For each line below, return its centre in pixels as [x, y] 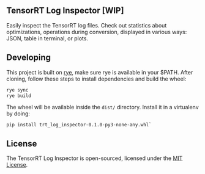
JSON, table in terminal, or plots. [47, 38]
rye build [19, 96]
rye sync [17, 90]
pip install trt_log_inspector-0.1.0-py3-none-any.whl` [79, 125]
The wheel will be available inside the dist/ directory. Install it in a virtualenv [102, 107]
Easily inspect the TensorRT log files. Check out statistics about [87, 25]
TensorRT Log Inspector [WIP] [65, 11]
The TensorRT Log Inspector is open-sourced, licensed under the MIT [95, 158]
